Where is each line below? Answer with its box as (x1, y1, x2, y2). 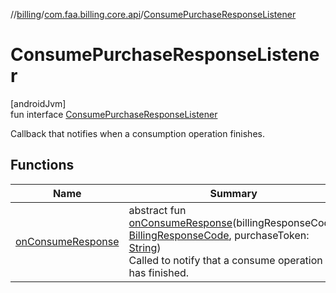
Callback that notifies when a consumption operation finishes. (10, 127, 265, 139)
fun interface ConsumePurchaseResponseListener (10, 108, 218, 120)
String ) (128, 240, 162, 254)
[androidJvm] (10, 97, 67, 109)
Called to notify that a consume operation (128, 253, 323, 267)
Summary (209, 186, 258, 200)
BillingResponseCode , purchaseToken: (128, 228, 310, 242)
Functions (10, 157, 75, 174)
